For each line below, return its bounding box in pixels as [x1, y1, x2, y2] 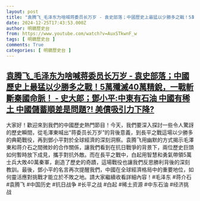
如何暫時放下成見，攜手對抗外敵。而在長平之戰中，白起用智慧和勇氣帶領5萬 [6, 151, 192, 158]
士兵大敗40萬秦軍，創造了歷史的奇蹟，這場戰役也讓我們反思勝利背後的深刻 [6, 158, 190, 165]
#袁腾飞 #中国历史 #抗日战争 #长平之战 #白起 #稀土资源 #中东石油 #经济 [6, 181, 184, 188]
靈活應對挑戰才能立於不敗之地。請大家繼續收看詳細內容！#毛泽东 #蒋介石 [11, 173, 192, 180]
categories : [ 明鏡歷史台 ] [6, 48, 71, 54]
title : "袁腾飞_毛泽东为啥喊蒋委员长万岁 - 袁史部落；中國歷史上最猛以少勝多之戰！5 [6, 14, 192, 20]
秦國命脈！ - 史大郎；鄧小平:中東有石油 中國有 [14, 93, 183, 103]
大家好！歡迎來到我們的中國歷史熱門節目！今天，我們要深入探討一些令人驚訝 [6, 121, 194, 128]
